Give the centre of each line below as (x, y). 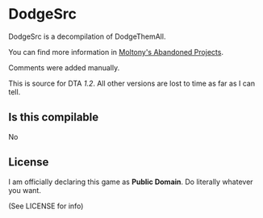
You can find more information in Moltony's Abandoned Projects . (116, 52)
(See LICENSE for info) (46, 206)
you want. (25, 190)
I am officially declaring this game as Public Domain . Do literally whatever (131, 182)
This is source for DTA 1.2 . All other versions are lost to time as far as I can (132, 83)
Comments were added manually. (64, 67)
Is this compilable (54, 117)
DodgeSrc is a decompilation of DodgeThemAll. (87, 36)
